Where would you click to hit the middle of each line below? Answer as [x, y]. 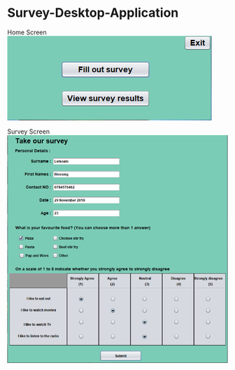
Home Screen [27, 32]
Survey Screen [29, 131]
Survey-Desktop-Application [93, 13]
